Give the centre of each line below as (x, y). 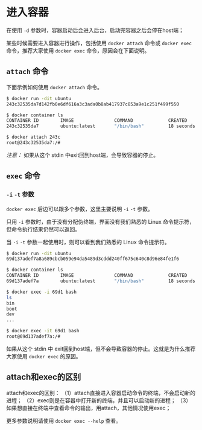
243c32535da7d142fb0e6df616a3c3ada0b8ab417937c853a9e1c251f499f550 (93, 104)
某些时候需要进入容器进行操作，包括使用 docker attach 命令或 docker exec (99, 43)
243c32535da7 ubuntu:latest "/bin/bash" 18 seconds (101, 126)
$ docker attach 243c (33, 137)
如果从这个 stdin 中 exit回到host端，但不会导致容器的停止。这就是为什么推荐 (101, 349)
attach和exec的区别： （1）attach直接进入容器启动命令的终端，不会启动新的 (101, 393)
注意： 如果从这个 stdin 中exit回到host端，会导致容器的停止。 (82, 155)
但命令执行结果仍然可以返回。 (43, 229)
